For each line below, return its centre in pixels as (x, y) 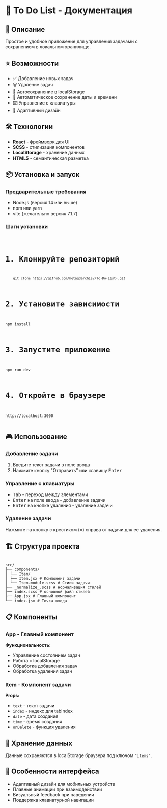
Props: (12, 696)
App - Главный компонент (39, 634)
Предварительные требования (46, 192)
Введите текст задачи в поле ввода (51, 465)
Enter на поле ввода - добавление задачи (59, 500)
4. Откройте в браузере (55, 395)
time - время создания (37, 722)
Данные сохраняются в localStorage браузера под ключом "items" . (79, 755)
